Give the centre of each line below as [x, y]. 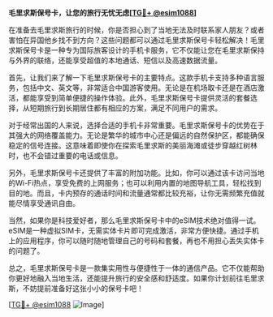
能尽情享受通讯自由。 [44, 203]
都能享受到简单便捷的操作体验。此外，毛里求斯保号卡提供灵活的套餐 [136, 98]
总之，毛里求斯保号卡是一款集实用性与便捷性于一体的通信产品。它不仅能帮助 [136, 268]
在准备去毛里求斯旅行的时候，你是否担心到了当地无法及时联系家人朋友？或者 [136, 30]
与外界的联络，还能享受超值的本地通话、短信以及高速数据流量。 [115, 60]
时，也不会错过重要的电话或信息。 [65, 156]
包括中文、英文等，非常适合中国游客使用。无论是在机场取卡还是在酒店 [140, 88]
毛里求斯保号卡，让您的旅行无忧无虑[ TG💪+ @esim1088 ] [103, 13]
